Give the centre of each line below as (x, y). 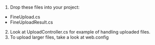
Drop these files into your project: (45, 7)
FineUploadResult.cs (31, 22)
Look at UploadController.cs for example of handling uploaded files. (80, 32)
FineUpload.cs (25, 17)
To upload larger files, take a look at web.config (59, 37)
